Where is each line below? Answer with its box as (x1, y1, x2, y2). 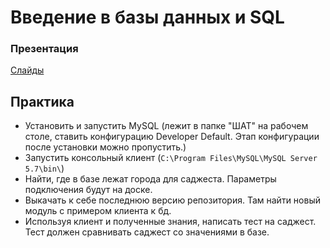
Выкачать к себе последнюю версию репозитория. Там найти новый (24, 194, 321, 206)
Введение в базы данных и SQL (10, 6, 285, 29)
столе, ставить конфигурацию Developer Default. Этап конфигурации (24, 131, 320, 143)
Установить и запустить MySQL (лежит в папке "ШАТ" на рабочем (24, 120, 309, 132)
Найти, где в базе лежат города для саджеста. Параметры (24, 173, 277, 185)
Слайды (10, 64, 45, 76)
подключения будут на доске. (24, 184, 153, 196)
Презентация (10, 42, 79, 56)
